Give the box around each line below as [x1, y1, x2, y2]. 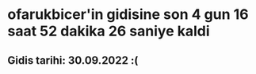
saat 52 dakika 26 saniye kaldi [7, 22, 211, 40]
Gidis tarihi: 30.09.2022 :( [7, 54, 139, 67]
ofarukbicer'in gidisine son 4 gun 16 [7, 6, 249, 24]
